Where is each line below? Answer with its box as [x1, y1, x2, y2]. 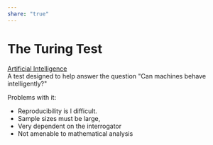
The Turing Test [7, 40, 103, 57]
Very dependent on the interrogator [17, 122, 122, 130]
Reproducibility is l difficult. [17, 107, 98, 115]
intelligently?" [7, 79, 48, 88]
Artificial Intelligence [7, 64, 67, 73]
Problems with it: [7, 93, 57, 101]
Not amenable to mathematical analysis [17, 129, 133, 138]
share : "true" [7, 10, 50, 18]
